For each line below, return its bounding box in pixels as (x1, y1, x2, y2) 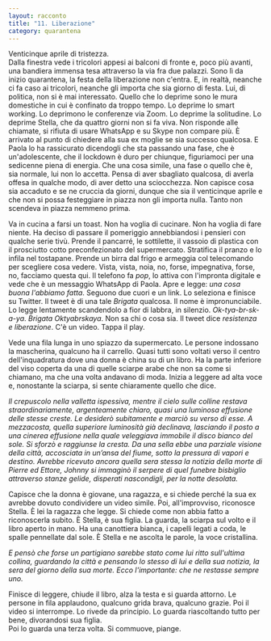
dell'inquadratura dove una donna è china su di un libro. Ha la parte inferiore (8, 355, 262, 365)
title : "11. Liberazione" (8, 19, 95, 27)
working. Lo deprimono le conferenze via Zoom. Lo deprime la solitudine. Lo (8, 109, 262, 119)
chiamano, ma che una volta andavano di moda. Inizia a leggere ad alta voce (8, 373, 263, 382)
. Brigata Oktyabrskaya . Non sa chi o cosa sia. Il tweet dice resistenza (23, 314, 257, 323)
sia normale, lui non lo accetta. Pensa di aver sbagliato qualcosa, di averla (8, 169, 254, 179)
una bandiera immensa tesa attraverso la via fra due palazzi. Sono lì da (8, 66, 244, 76)
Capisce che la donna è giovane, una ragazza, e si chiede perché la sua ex (8, 490, 256, 500)
